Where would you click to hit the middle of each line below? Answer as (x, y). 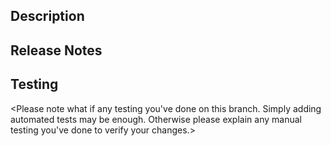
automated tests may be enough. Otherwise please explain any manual (156, 119)
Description (47, 16)
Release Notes (56, 50)
